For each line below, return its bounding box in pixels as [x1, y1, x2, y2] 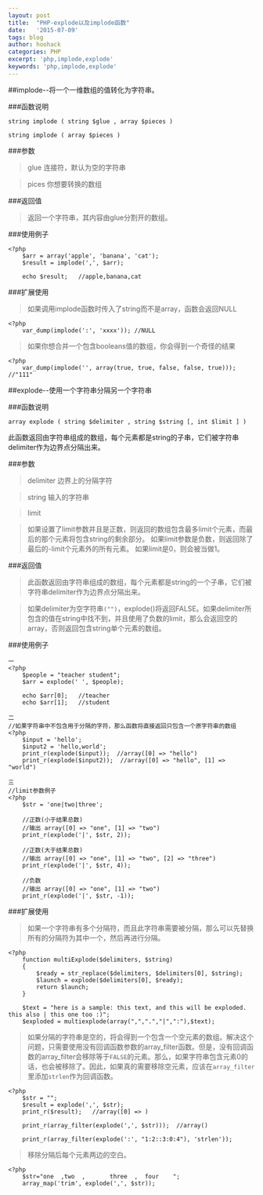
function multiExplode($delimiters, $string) [22, 956, 174, 963]
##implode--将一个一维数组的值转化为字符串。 [8, 85, 159, 94]
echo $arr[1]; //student [22, 698, 110, 707]
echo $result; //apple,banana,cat [22, 272, 142, 280]
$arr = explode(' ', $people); [22, 678, 124, 685]
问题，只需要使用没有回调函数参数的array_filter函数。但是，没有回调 [27, 1042, 247, 1051]
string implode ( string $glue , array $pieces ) [8, 117, 174, 126]
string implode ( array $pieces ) [8, 131, 121, 139]
